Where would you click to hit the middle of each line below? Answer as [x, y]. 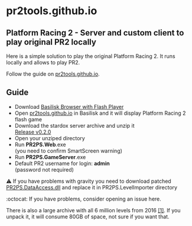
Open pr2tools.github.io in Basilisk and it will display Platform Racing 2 [100, 113]
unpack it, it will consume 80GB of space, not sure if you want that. [88, 217]
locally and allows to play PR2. [43, 62]
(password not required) [44, 169]
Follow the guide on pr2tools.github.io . [53, 74]
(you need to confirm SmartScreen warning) [69, 151]
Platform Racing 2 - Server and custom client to [95, 33]
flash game [28, 119]
